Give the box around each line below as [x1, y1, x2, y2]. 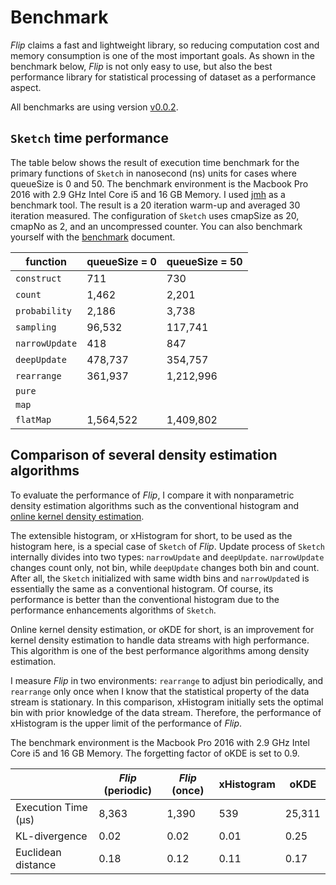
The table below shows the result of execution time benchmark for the [10, 156, 300, 168]
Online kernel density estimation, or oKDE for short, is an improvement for [10, 623, 315, 635]
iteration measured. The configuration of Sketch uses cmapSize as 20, [10, 209, 300, 221]
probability [15, 305, 73, 316]
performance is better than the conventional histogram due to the [10, 593, 280, 605]
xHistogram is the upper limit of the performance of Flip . [10, 717, 243, 729]
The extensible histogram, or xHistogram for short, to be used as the [10, 529, 293, 541]
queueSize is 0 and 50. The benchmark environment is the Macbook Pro [10, 177, 309, 190]
